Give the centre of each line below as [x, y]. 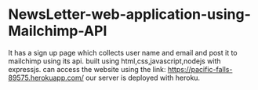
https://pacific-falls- [200, 69]
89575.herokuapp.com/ [46, 77]
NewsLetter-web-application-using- [129, 14]
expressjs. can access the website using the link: [87, 69]
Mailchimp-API [58, 31]
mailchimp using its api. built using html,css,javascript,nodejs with [114, 61]
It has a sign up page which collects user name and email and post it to [123, 52]
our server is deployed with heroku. [143, 77]
